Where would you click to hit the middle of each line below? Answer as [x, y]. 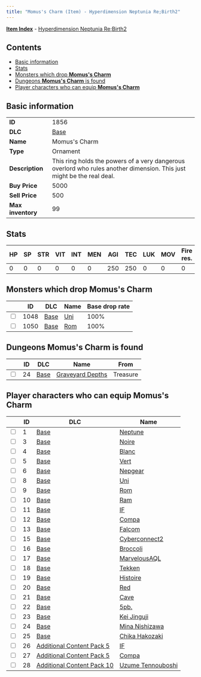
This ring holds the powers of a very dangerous [118, 161]
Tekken [130, 568]
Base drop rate [109, 306]
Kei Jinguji [134, 617]
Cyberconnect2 [141, 539]
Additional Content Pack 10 [75, 665]
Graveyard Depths [82, 374]
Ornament [66, 151]
